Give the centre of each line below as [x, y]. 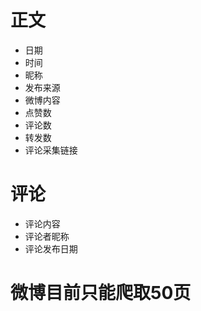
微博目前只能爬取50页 [101, 293]
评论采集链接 [51, 150]
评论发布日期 [51, 248]
